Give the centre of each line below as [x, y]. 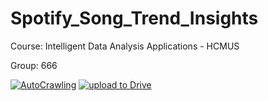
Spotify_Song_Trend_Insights [134, 18]
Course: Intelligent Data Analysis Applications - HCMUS [125, 46]
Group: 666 [34, 65]
